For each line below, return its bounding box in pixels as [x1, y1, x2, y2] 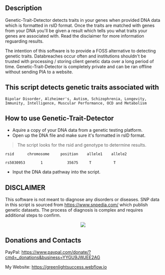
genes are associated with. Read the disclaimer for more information [5, 33, 144, 39]
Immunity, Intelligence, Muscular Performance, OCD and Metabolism [5, 101, 147, 106]
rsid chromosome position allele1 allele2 [5, 152, 127, 157]
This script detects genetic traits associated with [5, 83, 159, 92]
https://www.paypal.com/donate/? [21, 249, 91, 255]
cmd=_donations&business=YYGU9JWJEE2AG [5, 255, 100, 261]
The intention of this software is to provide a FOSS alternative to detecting [5, 48, 156, 54]
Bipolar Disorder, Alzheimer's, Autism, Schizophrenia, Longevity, [5, 96, 147, 101]
